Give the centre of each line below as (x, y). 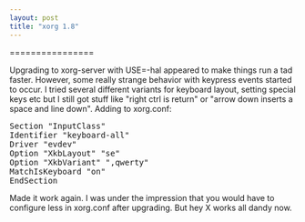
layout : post (34, 18)
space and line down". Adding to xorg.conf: (91, 108)
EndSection (34, 180)
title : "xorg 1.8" (44, 26)
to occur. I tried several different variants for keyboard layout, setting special (152, 89)
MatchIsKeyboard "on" (58, 171)
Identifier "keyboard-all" (70, 135)
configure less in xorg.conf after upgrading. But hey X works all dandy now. (151, 207)
